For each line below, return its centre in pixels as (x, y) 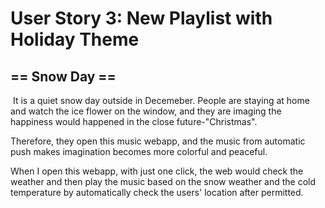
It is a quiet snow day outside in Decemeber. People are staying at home (161, 100)
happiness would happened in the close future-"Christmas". (134, 121)
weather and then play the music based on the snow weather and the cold (163, 181)
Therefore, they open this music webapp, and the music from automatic (158, 141)
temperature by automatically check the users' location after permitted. (157, 192)
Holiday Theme (75, 39)
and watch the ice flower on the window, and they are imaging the (146, 111)
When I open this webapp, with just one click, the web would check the (157, 171)
